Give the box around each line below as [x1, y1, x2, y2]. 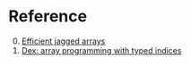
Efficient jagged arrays [21, 36, 106, 46]
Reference [8, 6, 87, 27]
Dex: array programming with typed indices [21, 45, 182, 55]
